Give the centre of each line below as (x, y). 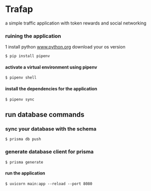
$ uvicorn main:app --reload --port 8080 (49, 183)
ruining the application (33, 36)
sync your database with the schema (51, 128)
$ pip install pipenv (28, 56)
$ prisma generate (24, 162)
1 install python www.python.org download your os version (65, 47)
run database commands (45, 115)
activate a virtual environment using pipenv (51, 67)
